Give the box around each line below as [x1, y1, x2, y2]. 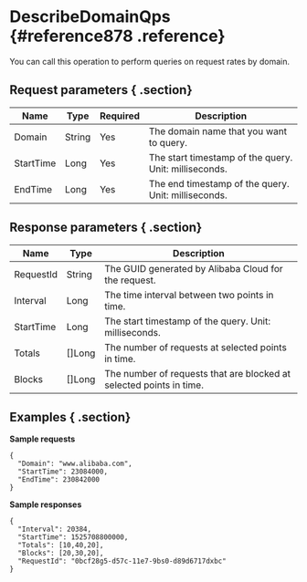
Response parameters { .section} [9, 220, 203, 235]
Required [99, 109, 140, 122]
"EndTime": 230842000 [17, 475, 101, 484]
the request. [104, 274, 157, 286]
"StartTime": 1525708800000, [17, 533, 129, 542]
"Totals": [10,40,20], [17, 541, 104, 550]
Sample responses [9, 499, 82, 510]
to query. [148, 136, 187, 149]
